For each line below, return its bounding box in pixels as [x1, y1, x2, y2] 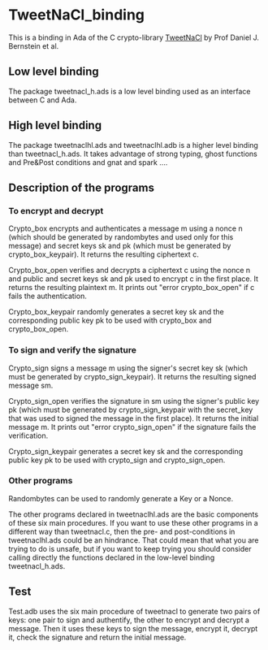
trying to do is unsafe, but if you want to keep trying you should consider [8, 544, 252, 553]
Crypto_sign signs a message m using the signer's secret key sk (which [8, 363, 248, 373]
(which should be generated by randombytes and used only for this [8, 232, 234, 242]
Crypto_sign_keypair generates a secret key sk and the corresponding [8, 446, 244, 456]
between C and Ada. [8, 95, 77, 105]
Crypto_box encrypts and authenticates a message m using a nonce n [8, 223, 243, 233]
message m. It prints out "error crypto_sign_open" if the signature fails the [8, 422, 257, 431]
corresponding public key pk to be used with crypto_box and [8, 315, 212, 326]
